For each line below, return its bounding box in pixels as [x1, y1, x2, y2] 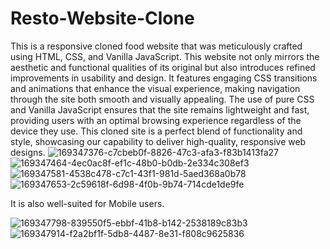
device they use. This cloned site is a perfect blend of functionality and [10, 125, 303, 137]
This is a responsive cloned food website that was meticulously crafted [10, 40, 303, 52]
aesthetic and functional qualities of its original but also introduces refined [10, 61, 316, 73]
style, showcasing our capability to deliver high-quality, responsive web [10, 135, 307, 147]
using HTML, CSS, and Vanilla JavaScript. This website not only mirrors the [10, 50, 320, 62]
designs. [10, 146, 46, 158]
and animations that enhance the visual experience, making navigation [10, 82, 301, 94]
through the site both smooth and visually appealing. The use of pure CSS [10, 93, 315, 105]
